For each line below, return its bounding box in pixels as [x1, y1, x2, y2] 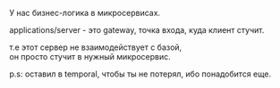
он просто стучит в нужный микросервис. [9, 52, 172, 61]
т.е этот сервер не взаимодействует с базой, [9, 42, 182, 52]
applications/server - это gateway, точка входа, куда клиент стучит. [9, 25, 265, 35]
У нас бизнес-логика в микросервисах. [9, 8, 161, 18]
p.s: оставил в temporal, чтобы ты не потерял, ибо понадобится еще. [9, 68, 271, 79]
